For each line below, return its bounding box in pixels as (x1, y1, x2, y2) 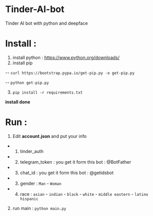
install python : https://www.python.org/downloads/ (12, 54, 120, 60)
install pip (12, 59, 33, 66)
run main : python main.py (12, 205, 66, 211)
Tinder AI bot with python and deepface (5, 20, 88, 26)
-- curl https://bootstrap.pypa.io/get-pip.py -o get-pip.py (5, 69, 135, 76)
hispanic (20, 196, 39, 201)
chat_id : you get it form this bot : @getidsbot (20, 170, 114, 176)
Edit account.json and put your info (12, 133, 87, 139)
